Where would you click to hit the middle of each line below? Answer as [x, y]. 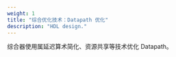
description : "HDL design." [47, 26]
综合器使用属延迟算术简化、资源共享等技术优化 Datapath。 [90, 47]
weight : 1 [21, 13]
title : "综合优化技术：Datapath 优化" [58, 20]
